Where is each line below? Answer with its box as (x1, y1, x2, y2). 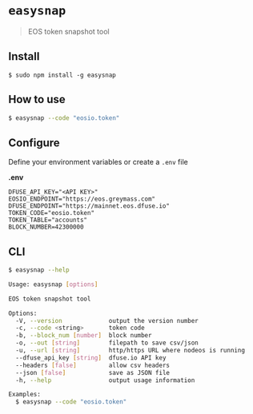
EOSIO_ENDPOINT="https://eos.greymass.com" (8, 195, 156, 203)
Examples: (8, 391, 42, 399)
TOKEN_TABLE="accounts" (8, 216, 88, 225)
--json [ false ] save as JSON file (15, 368, 171, 376)
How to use (8, 93, 66, 106)
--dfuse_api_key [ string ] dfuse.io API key (15, 353, 167, 362)
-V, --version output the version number (15, 316, 199, 324)
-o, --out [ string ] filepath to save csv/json (15, 339, 199, 347)
